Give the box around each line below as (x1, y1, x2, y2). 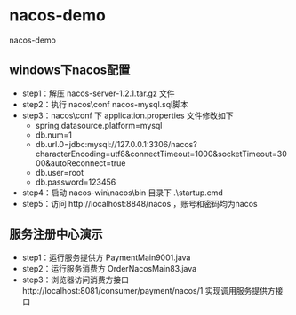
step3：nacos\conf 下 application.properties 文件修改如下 (21, 110, 234, 121)
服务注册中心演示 (9, 227, 103, 242)
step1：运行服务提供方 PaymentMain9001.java (21, 252, 191, 263)
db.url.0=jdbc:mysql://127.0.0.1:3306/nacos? (35, 138, 197, 149)
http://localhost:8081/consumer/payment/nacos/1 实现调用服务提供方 (21, 285, 276, 295)
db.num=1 (35, 130, 73, 140)
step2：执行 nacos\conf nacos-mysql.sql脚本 (21, 98, 188, 109)
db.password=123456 (35, 177, 116, 187)
